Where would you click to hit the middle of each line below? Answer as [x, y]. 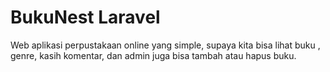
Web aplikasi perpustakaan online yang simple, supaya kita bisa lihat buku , [165, 45]
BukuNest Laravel [85, 17]
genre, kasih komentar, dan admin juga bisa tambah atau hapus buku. [153, 55]
